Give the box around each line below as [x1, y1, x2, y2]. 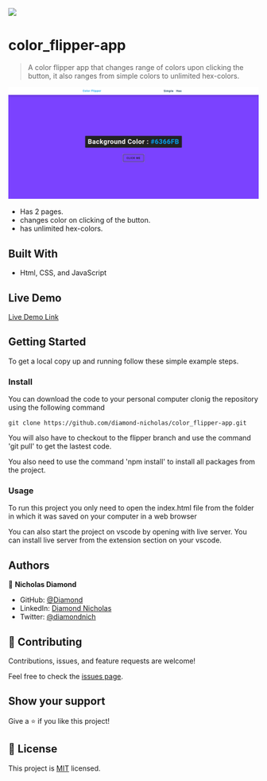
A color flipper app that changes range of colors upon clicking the [27, 62, 244, 72]
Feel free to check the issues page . [8, 672, 123, 682]
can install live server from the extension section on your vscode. [8, 535, 222, 545]
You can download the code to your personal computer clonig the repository [8, 394, 258, 404]
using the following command [8, 402, 106, 413]
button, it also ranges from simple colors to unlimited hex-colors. [27, 71, 240, 80]
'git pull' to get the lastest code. [8, 441, 112, 451]
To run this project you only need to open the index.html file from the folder [8, 503, 254, 513]
